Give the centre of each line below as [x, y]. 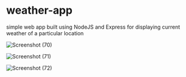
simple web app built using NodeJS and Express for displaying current [93, 27]
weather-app [40, 10]
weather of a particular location [45, 33]
